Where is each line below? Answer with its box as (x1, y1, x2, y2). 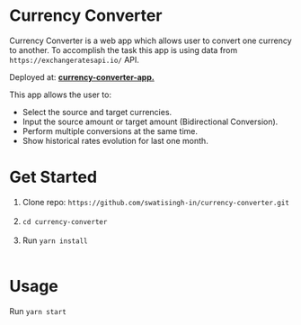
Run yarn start (9, 305, 67, 316)
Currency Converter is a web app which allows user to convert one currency (9, 35, 292, 46)
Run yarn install (22, 235, 88, 246)
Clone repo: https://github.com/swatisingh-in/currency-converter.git (22, 196, 290, 207)
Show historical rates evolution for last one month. (22, 135, 208, 146)
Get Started (9, 167, 97, 187)
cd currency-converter (22, 217, 108, 226)
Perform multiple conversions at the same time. (22, 125, 198, 136)
